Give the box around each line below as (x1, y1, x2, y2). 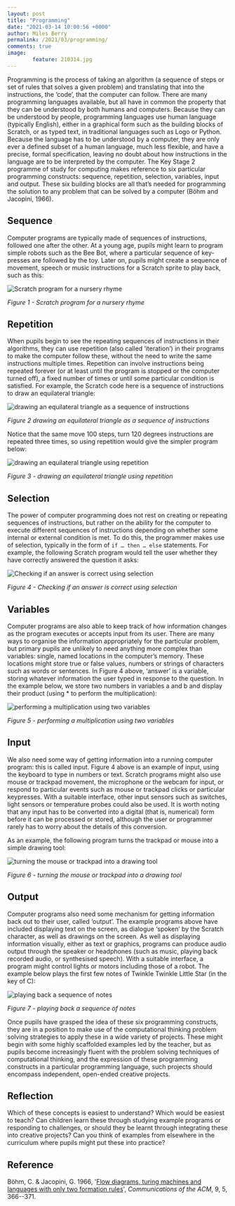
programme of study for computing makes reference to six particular (7, 164, 206, 173)
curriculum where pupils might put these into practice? (7, 1139, 166, 1147)
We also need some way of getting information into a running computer (7, 755, 213, 764)
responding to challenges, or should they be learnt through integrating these (7, 1124, 228, 1132)
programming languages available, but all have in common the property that (7, 98, 227, 106)
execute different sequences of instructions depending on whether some (7, 526, 219, 534)
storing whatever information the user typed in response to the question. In (7, 675, 224, 682)
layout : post (7, 10, 46, 18)
